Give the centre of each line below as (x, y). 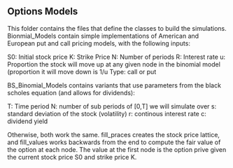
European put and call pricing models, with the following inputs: (99, 43)
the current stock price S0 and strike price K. (72, 157)
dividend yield (28, 121)
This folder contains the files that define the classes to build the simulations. (117, 28)
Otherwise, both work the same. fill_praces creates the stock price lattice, (114, 134)
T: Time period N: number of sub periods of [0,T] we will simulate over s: (112, 106)
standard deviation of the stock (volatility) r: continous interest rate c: (107, 113)
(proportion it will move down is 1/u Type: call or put (82, 71)
